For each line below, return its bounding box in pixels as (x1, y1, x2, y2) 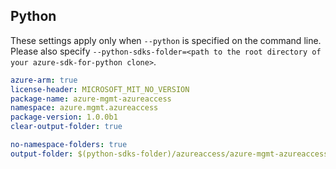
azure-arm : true (10, 75, 78, 85)
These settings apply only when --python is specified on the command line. (10, 34, 322, 46)
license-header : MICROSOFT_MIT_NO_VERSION (10, 84, 190, 94)
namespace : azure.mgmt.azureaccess (10, 103, 159, 113)
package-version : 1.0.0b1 (10, 112, 118, 123)
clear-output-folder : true (10, 122, 123, 132)
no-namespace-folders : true (10, 140, 128, 150)
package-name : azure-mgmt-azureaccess (10, 94, 172, 104)
